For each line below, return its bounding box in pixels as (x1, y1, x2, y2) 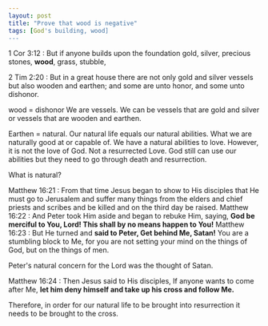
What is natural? (8, 170, 62, 180)
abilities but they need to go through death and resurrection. (8, 155, 207, 164)
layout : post (8, 11, 52, 20)
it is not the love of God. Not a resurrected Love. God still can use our (8, 146, 237, 156)
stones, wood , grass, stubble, (8, 57, 106, 66)
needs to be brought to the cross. (8, 309, 118, 319)
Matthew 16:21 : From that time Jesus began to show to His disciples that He (8, 186, 260, 195)
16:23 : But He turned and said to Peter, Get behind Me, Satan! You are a (8, 228, 250, 238)
